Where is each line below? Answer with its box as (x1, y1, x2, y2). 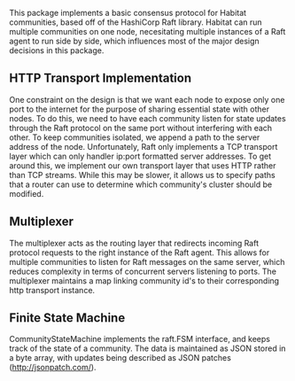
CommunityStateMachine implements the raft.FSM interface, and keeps (9, 334, 270, 345)
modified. (9, 188, 44, 198)
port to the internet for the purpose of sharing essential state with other (9, 104, 270, 114)
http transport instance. (9, 284, 96, 295)
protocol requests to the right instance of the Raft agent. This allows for (9, 247, 270, 258)
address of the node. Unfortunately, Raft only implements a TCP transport (9, 141, 278, 152)
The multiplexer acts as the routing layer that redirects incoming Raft (9, 237, 260, 248)
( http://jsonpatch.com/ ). (9, 362, 97, 373)
